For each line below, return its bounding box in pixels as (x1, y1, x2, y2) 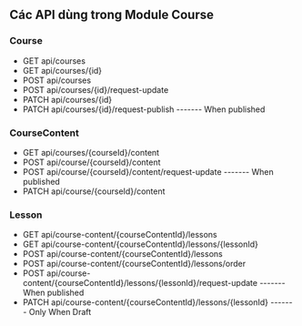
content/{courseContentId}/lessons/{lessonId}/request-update (22, 278, 257, 289)
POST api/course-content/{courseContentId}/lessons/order (22, 259, 247, 270)
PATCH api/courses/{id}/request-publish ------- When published (22, 104, 266, 115)
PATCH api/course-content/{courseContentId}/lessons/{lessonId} (22, 297, 269, 308)
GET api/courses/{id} (22, 65, 103, 76)
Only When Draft (28, 307, 92, 318)
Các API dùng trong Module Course (9, 7, 214, 23)
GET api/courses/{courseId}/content (22, 147, 160, 158)
